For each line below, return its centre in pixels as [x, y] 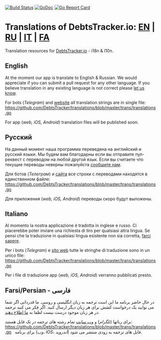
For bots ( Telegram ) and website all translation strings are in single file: [75, 102]
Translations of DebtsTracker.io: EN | [80, 27]
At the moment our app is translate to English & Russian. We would [71, 77]
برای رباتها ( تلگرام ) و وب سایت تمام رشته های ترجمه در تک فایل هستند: [69, 322]
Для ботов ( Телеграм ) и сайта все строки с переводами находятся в [76, 174]
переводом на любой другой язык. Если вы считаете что [85, 159]
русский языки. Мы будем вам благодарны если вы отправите [70, 154]
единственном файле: [28, 179]
